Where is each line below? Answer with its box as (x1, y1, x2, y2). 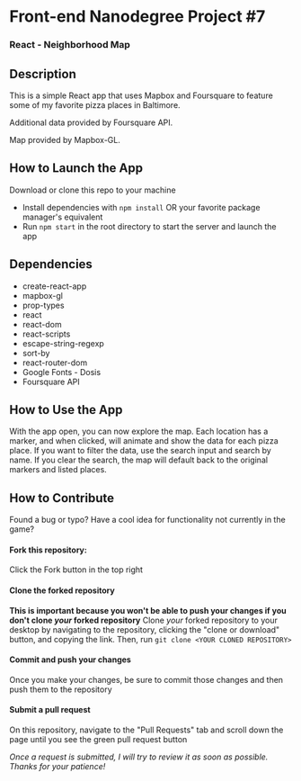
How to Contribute (9, 490, 115, 506)
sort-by (22, 347, 50, 358)
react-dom (22, 319, 62, 329)
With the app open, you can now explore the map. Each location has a (9, 426, 269, 437)
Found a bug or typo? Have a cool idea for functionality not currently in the (9, 515, 286, 525)
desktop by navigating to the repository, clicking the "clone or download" (9, 624, 280, 635)
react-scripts (22, 328, 71, 339)
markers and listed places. (9, 464, 108, 475)
